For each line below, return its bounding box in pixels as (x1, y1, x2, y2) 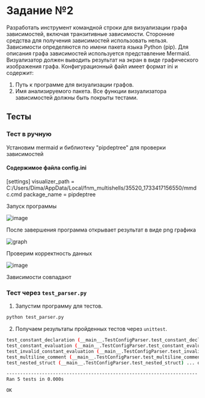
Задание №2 (6, 4, 74, 18)
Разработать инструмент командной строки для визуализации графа (6, 24, 187, 31)
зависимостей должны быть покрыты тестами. (15, 94, 138, 101)
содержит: (6, 69, 34, 76)
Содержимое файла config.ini (6, 164, 87, 171)
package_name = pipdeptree (23, 190, 96, 198)
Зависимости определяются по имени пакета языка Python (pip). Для (6, 43, 189, 51)
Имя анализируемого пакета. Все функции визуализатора (15, 87, 167, 94)
